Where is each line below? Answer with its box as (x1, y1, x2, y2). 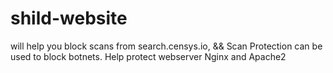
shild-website (10, 7, 128, 30)
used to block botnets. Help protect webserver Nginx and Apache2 (10, 50, 287, 62)
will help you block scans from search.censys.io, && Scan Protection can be (10, 40, 323, 52)
